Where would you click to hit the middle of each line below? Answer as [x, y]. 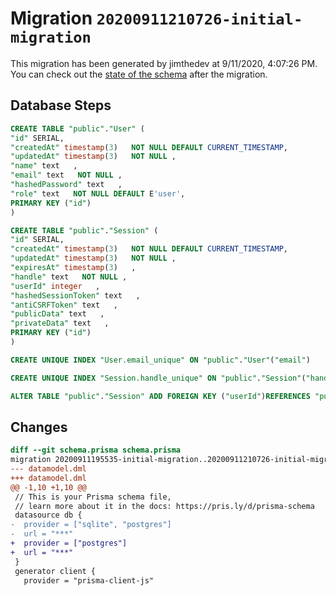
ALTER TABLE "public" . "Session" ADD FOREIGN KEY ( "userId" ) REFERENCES [160, 396]
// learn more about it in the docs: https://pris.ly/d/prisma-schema [164, 506]
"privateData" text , [60, 323]
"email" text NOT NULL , [66, 175]
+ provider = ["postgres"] [69, 543]
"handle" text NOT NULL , [69, 277]
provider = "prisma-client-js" [89, 580]
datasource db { [48, 515]
